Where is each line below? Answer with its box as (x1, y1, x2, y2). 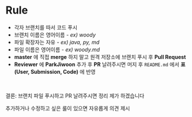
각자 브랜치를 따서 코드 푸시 (14, 24, 78, 31)
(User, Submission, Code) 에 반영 (14, 68, 96, 75)
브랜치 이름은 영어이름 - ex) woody (14, 31, 96, 38)
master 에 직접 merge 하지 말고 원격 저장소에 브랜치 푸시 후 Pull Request (14, 53, 187, 60)
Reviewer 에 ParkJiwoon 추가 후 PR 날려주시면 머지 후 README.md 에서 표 (14, 60, 186, 68)
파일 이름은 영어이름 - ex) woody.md (14, 45, 100, 53)
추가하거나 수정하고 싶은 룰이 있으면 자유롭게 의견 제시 (5, 105, 131, 112)
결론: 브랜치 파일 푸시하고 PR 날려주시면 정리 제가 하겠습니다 (5, 92, 145, 99)
